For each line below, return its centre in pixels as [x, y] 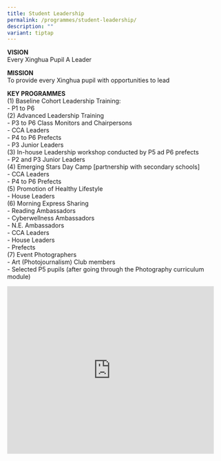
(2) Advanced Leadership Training [56, 116]
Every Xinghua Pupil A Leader [49, 60]
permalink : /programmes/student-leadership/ [72, 20]
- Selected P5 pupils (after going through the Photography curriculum [106, 269]
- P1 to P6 [21, 108]
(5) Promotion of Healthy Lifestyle [55, 189]
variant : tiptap [30, 33]
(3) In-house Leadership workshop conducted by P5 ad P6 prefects [103, 152]
